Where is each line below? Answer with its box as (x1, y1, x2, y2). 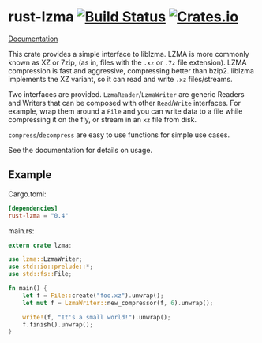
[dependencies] (8, 204, 58, 212)
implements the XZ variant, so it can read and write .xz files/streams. (8, 74, 233, 84)
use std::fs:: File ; (8, 270, 73, 278)
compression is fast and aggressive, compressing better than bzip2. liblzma (8, 65, 255, 75)
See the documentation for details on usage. (8, 145, 152, 155)
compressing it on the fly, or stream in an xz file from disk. (8, 114, 197, 124)
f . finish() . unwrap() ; (22, 320, 93, 329)
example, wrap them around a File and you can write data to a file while (8, 106, 243, 116)
